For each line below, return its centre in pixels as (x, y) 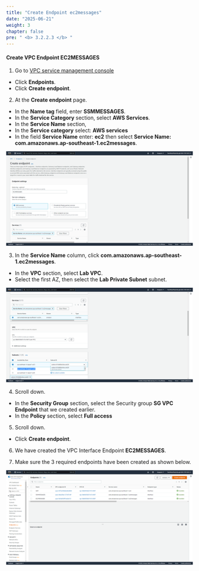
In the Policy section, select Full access (63, 416)
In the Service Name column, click (57, 255)
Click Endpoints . (35, 82)
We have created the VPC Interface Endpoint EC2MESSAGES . (90, 451)
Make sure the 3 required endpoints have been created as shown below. (103, 462)
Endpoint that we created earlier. (55, 410)
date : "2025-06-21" (30, 19)
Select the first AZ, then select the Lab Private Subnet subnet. (91, 280)
